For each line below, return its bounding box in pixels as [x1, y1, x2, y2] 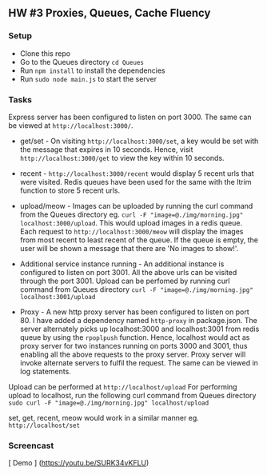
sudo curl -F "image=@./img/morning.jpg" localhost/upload [8, 399, 209, 407]
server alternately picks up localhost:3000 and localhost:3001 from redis [19, 324, 260, 333]
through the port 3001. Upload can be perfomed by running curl [19, 276, 230, 285]
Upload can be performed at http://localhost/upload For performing [8, 381, 237, 391]
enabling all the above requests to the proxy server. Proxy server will [19, 349, 246, 359]
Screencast [8, 440, 54, 451]
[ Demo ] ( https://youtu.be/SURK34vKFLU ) [8, 458, 149, 468]
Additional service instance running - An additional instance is [19, 259, 225, 269]
